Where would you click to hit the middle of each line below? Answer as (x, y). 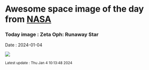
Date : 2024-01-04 (24, 45)
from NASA (28, 19)
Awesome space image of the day (74, 9)
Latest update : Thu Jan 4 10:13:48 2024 (39, 63)
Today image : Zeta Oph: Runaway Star (52, 35)
